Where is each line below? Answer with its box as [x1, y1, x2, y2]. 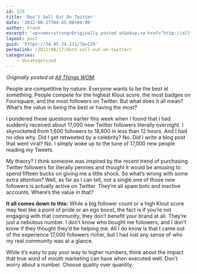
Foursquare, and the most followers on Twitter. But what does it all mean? [6, 97, 184, 104]
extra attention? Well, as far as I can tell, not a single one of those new [6, 176, 175, 183]
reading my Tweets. [6, 146, 54, 153]
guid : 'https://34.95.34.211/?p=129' [6, 42, 98, 47]
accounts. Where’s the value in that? [6, 189, 94, 196]
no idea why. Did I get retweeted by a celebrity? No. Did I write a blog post [6, 133, 186, 141]
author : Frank [6, 25, 41, 31]
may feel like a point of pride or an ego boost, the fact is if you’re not [6, 206, 172, 213]
